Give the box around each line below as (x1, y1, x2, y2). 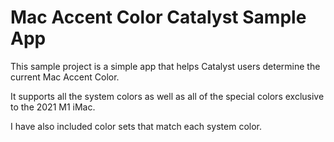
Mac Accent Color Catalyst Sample (10, 6, 307, 29)
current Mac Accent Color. (10, 71, 120, 83)
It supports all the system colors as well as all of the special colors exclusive (10, 90, 325, 102)
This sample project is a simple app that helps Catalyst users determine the (10, 60, 321, 72)
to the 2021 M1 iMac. (10, 101, 96, 113)
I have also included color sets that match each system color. (10, 120, 263, 132)
